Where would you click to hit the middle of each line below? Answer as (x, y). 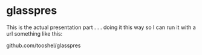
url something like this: (34, 33)
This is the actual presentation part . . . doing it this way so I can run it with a (101, 27)
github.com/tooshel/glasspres (44, 45)
